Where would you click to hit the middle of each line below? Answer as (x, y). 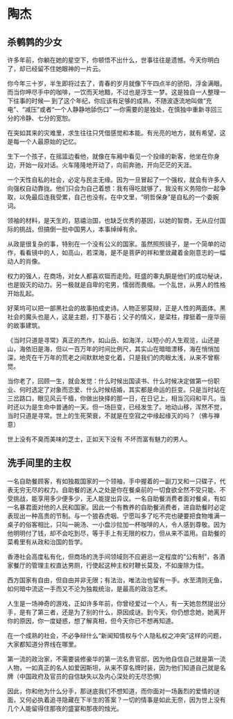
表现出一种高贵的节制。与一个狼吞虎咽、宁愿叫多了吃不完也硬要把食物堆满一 (116, 516)
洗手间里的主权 (39, 463)
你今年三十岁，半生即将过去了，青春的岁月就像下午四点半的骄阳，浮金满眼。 (116, 83)
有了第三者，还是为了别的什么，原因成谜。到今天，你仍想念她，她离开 (126, 612)
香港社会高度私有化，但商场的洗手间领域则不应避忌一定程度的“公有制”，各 (113, 557)
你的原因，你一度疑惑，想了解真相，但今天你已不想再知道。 (92, 620)
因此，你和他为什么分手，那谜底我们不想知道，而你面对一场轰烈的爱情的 (110, 691)
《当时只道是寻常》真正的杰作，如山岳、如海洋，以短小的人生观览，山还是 (113, 340)
